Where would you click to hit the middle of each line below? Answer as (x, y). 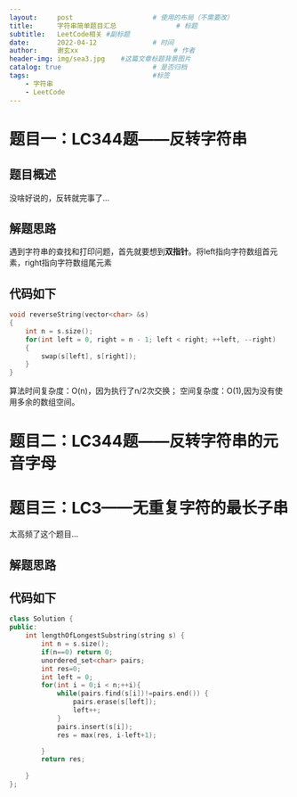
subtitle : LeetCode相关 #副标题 (70, 34)
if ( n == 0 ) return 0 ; (77, 652)
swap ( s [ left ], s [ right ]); (89, 356)
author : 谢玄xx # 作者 (102, 51)
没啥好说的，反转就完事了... (60, 198)
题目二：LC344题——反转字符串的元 (144, 441)
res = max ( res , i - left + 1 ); (107, 735)
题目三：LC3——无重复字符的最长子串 (149, 508)
